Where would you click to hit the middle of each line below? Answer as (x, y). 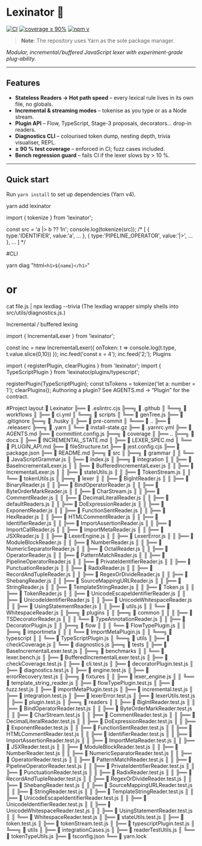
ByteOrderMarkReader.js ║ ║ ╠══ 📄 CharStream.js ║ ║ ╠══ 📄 (83, 491)
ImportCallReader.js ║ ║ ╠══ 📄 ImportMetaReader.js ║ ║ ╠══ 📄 (85, 529)
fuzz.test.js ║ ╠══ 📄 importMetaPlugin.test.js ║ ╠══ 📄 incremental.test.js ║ (100, 689)
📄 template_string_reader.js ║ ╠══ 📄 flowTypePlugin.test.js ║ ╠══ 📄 (91, 682)
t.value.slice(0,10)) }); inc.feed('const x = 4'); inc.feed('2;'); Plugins (89, 354)
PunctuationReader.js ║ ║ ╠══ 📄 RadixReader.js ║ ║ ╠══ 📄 (80, 568)
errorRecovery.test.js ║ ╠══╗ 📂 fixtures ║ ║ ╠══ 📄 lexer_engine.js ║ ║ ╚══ (100, 676)
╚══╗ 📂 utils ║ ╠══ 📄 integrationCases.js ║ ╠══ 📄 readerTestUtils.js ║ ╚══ (101, 830)
